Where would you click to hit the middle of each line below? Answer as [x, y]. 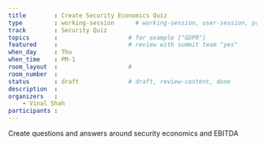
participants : [33, 111]
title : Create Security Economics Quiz [88, 15]
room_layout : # [70, 67]
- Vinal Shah [44, 103]
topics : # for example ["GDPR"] [107, 37]
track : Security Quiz [58, 30]
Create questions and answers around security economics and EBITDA [123, 133]
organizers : [33, 96]
